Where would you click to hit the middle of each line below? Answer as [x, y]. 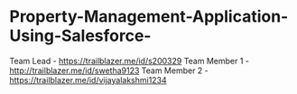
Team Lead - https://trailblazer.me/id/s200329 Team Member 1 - [130, 61]
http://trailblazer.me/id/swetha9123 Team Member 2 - [109, 70]
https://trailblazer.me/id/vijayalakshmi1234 [88, 80]
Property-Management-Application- [149, 17]
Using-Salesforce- [80, 36]
